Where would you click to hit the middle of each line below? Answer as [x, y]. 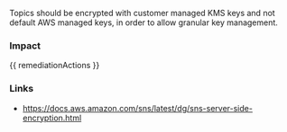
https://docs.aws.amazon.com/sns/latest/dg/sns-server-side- [137, 108]
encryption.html [52, 118]
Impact [25, 46]
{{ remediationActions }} [55, 66]
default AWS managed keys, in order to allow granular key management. [143, 22]
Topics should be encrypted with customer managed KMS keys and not [142, 13]
